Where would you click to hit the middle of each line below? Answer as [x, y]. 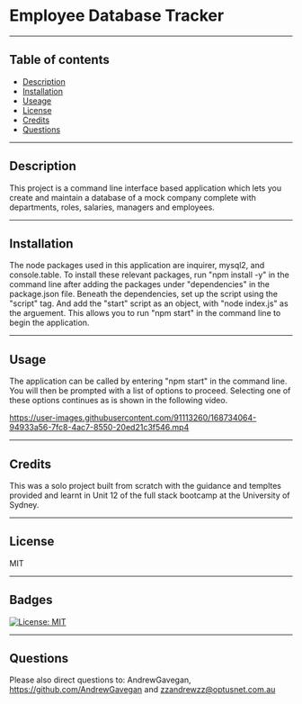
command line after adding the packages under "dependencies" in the [140, 284]
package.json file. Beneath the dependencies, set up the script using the [144, 294]
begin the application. [49, 323]
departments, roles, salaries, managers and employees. [112, 207]
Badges [31, 600]
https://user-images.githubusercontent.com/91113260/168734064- [133, 418]
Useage [37, 101]
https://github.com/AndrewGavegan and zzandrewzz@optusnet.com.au [142, 690]
